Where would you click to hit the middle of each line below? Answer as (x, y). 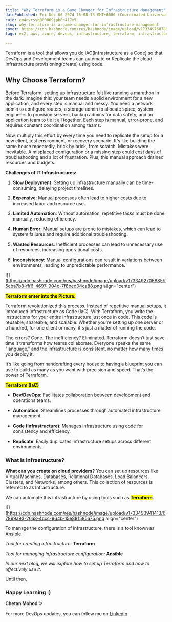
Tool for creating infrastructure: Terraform (50, 544)
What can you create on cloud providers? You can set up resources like (82, 471)
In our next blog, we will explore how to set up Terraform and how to (78, 564)
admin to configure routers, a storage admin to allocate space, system (79, 109)
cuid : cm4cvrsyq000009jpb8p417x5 (41, 20)
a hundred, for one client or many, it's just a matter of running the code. (81, 327)
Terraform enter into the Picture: (40, 296)
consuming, (25, 188)
